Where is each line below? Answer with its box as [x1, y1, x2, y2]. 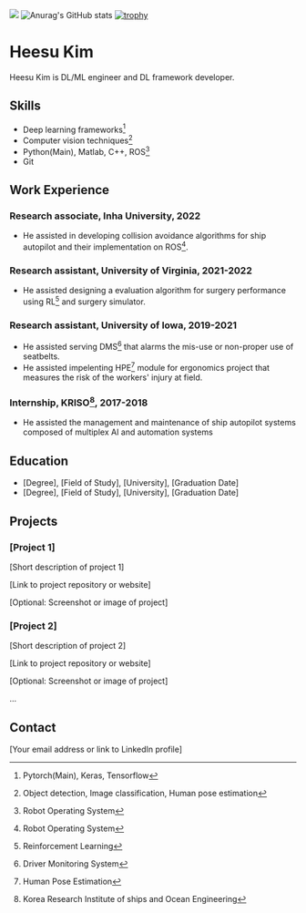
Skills [9, 98, 41, 114]
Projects [9, 513, 58, 528]
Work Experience [9, 182, 110, 198]
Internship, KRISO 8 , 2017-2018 [9, 395, 148, 409]
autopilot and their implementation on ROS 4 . [22, 240, 189, 252]
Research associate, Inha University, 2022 [9, 210, 201, 222]
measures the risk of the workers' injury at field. [22, 372, 203, 383]
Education [9, 453, 69, 468]
